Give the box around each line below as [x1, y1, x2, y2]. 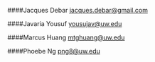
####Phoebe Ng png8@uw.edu [7, 47, 101, 55]
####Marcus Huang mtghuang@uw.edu [7, 33, 125, 42]
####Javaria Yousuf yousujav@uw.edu [7, 20, 122, 27]
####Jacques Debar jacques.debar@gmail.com [7, 6, 148, 14]
